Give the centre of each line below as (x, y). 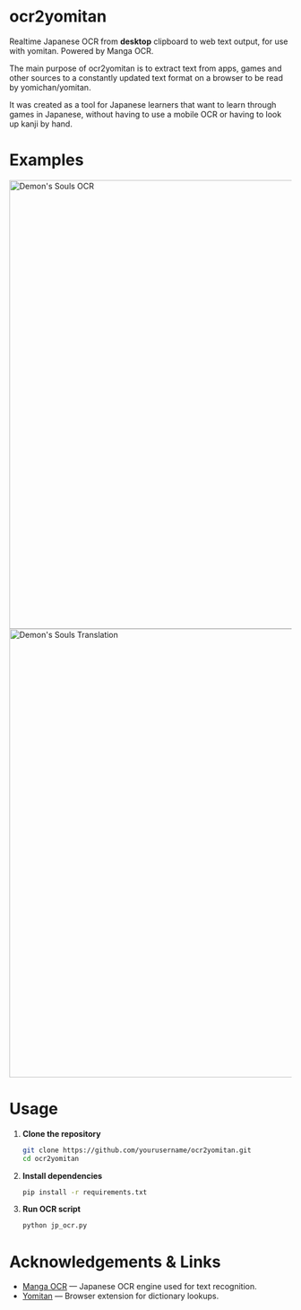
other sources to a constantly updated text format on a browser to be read (146, 77)
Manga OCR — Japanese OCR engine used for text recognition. (139, 1287)
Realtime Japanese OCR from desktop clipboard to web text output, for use (149, 41)
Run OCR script (51, 1210)
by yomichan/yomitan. (50, 87)
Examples (47, 160)
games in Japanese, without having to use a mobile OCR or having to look (146, 114)
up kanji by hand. (41, 124)
